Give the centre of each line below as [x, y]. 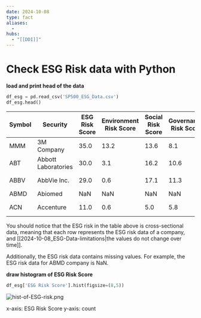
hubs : [13, 34]
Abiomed [50, 193]
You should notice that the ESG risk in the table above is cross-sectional [95, 226]
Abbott [47, 159]
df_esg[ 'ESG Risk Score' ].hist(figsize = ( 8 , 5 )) [65, 285]
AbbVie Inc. [53, 180]
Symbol [20, 125]
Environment [120, 120]
